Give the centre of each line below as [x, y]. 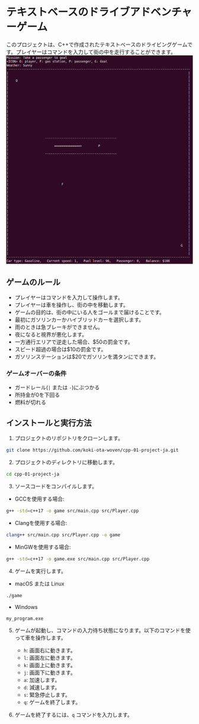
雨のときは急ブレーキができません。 [59, 327]
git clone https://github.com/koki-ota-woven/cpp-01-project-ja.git [92, 450]
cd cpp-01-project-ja [33, 475]
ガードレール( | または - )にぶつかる [57, 387]
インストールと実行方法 [49, 423]
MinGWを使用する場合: [43, 547]
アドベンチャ [161, 12]
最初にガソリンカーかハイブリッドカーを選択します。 [79, 320]
